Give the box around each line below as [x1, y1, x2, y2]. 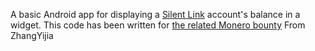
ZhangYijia [10, 30, 54, 41]
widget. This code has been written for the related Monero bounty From [10, 19, 306, 31]
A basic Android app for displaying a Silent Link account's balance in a [10, 9, 301, 20]
